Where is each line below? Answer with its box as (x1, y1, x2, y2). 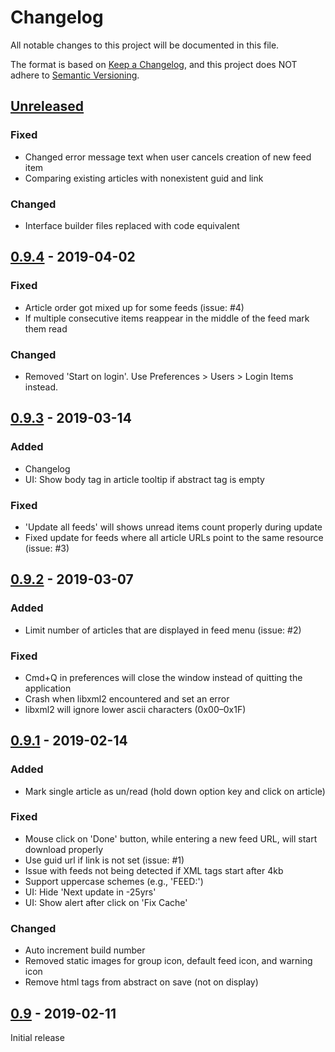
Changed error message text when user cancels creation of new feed (24, 151, 312, 163)
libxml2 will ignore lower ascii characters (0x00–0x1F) (24, 703, 247, 715)
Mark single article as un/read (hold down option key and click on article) (24, 785, 326, 797)
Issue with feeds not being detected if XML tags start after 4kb (24, 864, 284, 876)
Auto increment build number (24, 944, 146, 956)
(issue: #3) (24, 542, 70, 554)
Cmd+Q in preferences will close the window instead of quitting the (24, 671, 303, 683)
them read (24, 322, 68, 335)
